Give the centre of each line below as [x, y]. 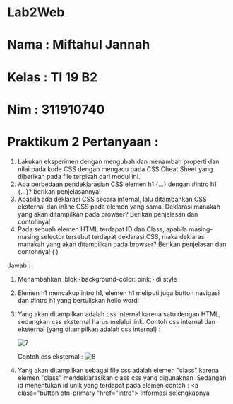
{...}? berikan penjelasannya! [59, 191]
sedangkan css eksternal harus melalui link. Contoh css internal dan [116, 321]
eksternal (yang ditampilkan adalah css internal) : [89, 329]
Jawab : [19, 265]
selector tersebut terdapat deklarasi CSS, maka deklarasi [123, 236]
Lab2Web [36, 12]
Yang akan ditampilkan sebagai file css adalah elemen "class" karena [118, 370]
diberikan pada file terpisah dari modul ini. [79, 176]
